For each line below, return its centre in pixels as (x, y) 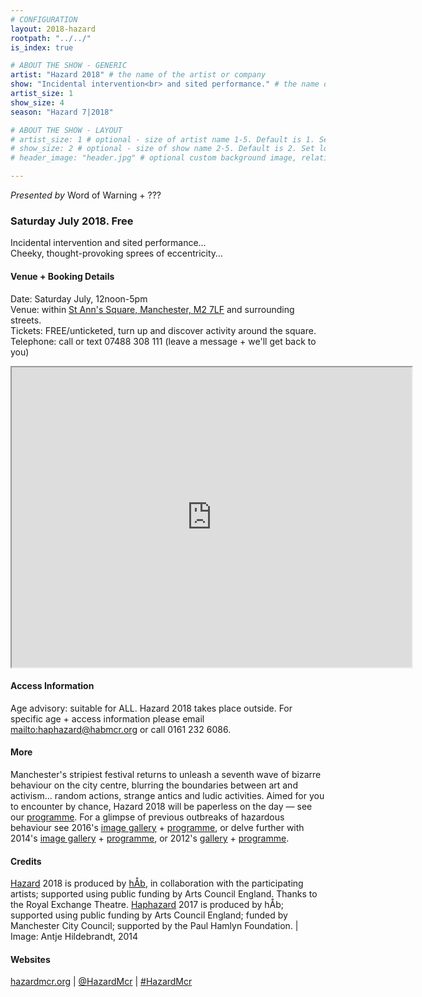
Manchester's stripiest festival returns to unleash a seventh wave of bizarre (166, 774)
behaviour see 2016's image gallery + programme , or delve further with (157, 827)
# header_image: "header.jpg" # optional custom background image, (154, 158)
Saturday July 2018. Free (72, 221)
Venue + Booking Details (62, 276)
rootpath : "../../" (51, 38)
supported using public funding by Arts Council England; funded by (149, 915)
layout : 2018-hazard (53, 29)
